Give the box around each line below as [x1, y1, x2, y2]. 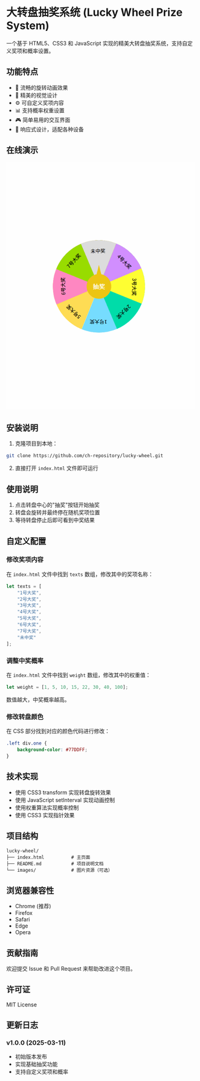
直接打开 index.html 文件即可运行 [15, 464, 98, 472]
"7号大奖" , [17, 628, 42, 634]
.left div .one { [6, 740, 47, 746]
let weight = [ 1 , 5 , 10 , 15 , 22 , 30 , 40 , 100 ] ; [6, 684, 129, 690]
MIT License [6, 1001, 37, 1008]
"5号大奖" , [17, 615, 42, 621]
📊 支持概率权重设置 [15, 107, 65, 114]
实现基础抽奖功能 [15, 1060, 58, 1068]
